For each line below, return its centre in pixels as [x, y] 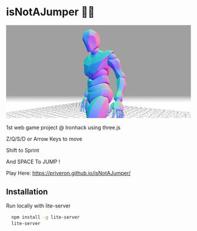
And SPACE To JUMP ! [33, 162]
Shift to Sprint [23, 150]
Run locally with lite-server [38, 206]
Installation [27, 191]
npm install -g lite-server [46, 217]
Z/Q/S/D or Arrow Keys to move [44, 139]
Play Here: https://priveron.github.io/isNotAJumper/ [68, 173]
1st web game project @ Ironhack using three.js [63, 128]
